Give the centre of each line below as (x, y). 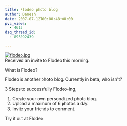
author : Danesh (21, 14)
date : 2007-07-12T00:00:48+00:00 (39, 19)
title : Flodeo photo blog (31, 10)
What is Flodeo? (21, 70)
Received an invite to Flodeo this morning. (47, 60)
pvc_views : (16, 23)
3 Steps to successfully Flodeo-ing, (41, 89)
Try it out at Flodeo (24, 118)
